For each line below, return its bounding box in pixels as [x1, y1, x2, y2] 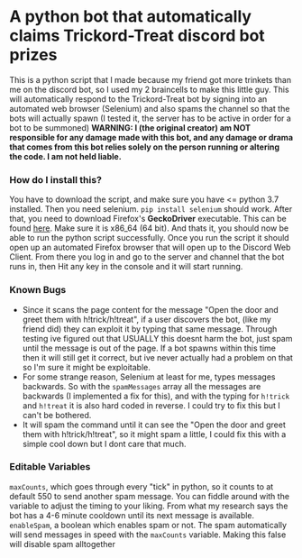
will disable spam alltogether [9, 538, 115, 549]
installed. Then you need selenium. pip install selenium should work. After [9, 204, 293, 215]
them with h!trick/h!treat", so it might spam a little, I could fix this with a [22, 428, 287, 439]
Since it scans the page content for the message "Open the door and [22, 304, 279, 315]
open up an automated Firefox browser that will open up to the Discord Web [9, 242, 291, 253]
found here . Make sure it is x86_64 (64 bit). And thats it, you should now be [9, 223, 289, 233]
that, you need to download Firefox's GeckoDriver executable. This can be [9, 214, 287, 224]
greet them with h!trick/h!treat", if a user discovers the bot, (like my [22, 314, 272, 325]
